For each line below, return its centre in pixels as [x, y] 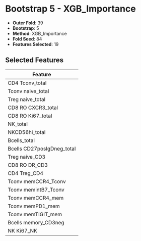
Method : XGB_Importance [40, 33]
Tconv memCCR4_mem [36, 198]
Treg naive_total [27, 99]
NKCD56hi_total [27, 132]
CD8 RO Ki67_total [30, 116]
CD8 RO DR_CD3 [28, 165]
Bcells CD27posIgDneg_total [42, 149]
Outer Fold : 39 [28, 23]
